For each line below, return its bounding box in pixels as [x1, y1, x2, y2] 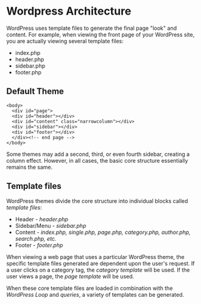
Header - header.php [15, 215, 69, 223]
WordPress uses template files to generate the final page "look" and [6, 24, 177, 32]
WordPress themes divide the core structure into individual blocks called [6, 197, 188, 205]
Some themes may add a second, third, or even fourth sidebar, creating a [6, 150, 190, 158]
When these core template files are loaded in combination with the [6, 285, 173, 292]
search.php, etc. [15, 235, 57, 242]
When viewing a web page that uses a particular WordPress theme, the [6, 253, 185, 260]
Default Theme [6, 87, 64, 97]
